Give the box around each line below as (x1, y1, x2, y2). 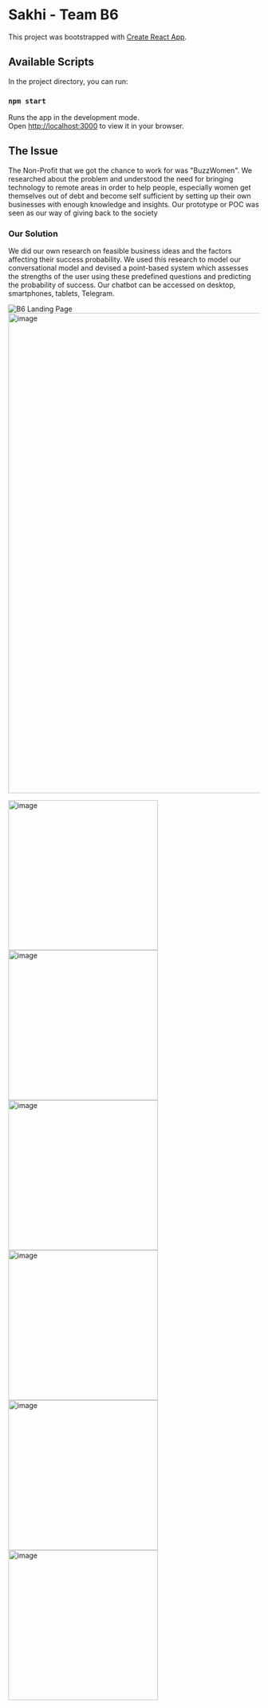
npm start (8, 96, 46, 106)
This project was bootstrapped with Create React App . (8, 32, 187, 42)
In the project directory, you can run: (8, 76, 128, 86)
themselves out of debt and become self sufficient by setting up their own (8, 190, 251, 201)
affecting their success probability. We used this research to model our (8, 254, 242, 265)
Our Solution (8, 228, 58, 239)
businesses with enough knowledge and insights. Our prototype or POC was (8, 199, 259, 209)
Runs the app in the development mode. (8, 113, 140, 122)
